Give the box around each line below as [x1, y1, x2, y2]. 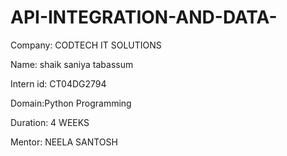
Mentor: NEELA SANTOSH [10, 136, 118, 148]
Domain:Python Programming [10, 97, 132, 109]
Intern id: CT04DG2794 [10, 77, 107, 90]
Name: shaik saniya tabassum [10, 58, 134, 70]
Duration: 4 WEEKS [10, 116, 90, 128]
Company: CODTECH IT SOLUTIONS [10, 39, 162, 51]
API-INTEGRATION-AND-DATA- [10, 6, 278, 29]
